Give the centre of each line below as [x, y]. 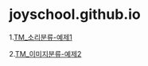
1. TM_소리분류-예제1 [41, 37]
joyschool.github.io [75, 15]
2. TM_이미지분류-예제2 [45, 53]
